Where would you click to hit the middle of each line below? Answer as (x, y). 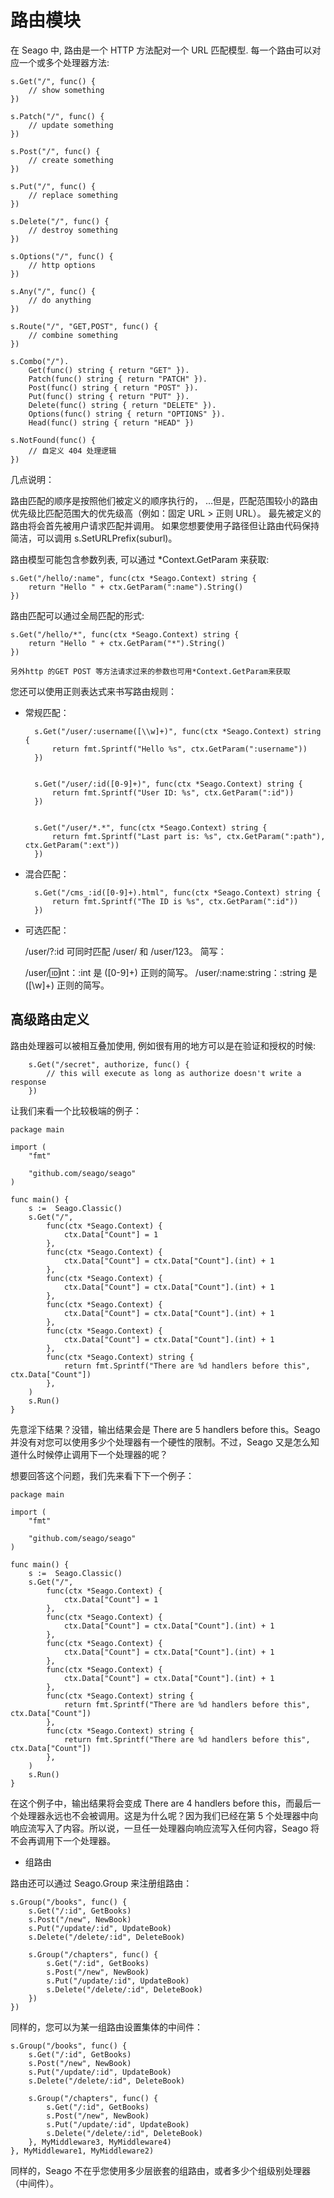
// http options (62, 265)
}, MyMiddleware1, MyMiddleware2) (82, 2151)
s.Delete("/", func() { (60, 221)
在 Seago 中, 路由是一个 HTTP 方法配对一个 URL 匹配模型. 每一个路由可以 (161, 50)
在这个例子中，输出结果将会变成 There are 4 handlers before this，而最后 (161, 1803)
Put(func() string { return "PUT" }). (109, 396)
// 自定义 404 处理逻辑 (72, 451)
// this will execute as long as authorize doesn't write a (174, 1073)
